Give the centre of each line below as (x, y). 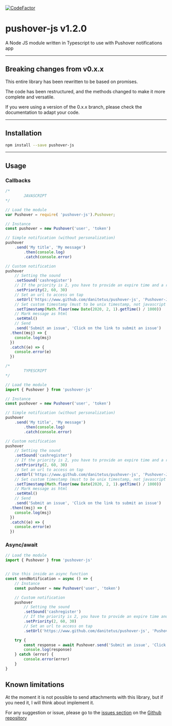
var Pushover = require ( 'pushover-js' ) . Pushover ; (60, 215)
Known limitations (35, 685)
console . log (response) (48, 650)
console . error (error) (47, 659)
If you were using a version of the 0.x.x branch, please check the (74, 107)
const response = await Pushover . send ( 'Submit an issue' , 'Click (95, 645)
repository (16, 718)
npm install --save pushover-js (40, 145)
